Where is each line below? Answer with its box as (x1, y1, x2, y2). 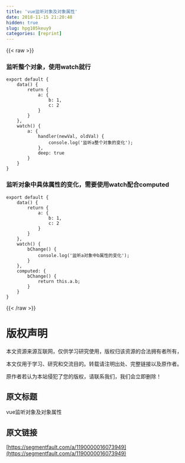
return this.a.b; (37, 278, 81, 284)
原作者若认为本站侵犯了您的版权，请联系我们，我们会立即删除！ (6, 372, 161, 380)
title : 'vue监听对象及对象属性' (6, 8, 78, 15)
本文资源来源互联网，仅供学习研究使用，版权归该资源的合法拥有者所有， (6, 348, 182, 355)
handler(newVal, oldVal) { (37, 134, 105, 140)
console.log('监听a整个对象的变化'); (48, 140, 134, 146)
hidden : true (6, 20, 38, 25)
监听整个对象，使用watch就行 (6, 63, 91, 71)
